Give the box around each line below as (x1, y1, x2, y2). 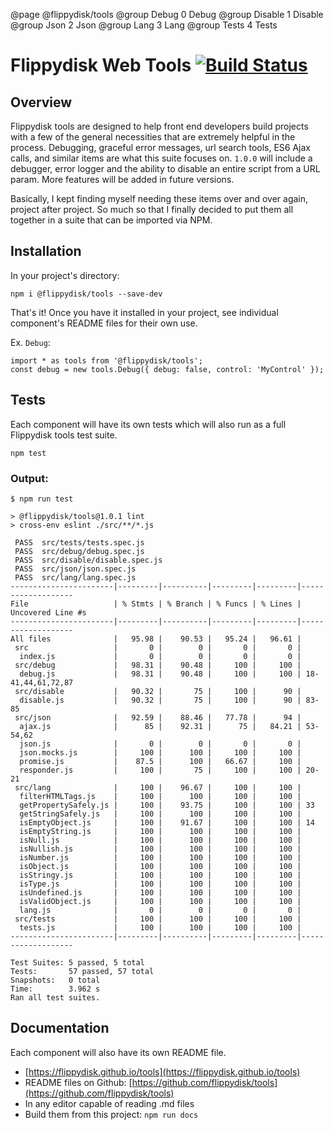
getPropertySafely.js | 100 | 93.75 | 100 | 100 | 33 (19, 800, 315, 810)
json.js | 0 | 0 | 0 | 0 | (19, 739, 302, 749)
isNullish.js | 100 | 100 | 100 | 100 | (19, 844, 302, 854)
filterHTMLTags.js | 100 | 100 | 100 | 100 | (19, 791, 302, 801)
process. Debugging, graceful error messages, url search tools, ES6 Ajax (10, 142, 312, 153)
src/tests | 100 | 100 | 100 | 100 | (14, 914, 302, 924)
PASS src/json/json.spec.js (14, 564, 137, 574)
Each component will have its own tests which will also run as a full (10, 418, 287, 430)
